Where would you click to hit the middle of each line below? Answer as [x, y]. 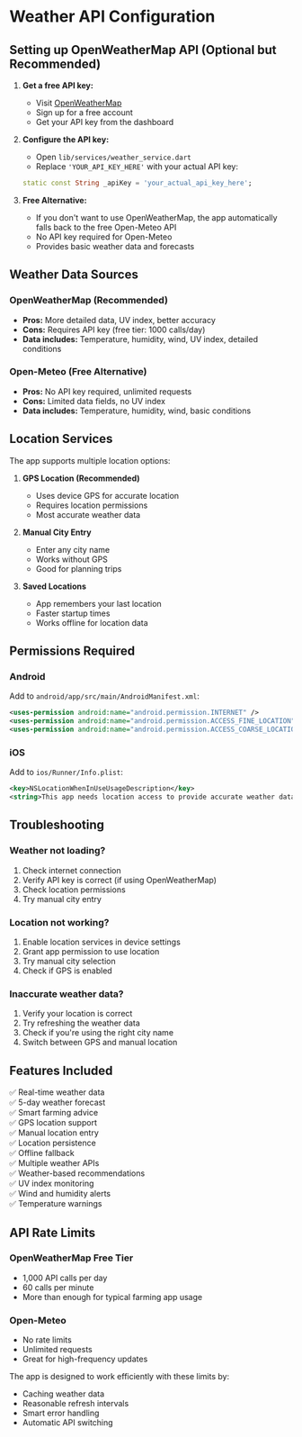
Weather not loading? [58, 851]
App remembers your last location [98, 603]
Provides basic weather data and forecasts [115, 246]
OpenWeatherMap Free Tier [71, 1258]
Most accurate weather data [88, 514]
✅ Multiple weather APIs [54, 1163]
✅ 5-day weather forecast [58, 1103]
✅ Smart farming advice [54, 1113]
